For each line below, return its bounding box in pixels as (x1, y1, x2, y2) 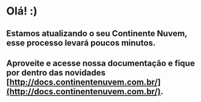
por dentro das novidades (6, 68, 106, 78)
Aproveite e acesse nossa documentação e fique (6, 58, 196, 68)
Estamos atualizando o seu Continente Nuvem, (6, 28, 188, 39)
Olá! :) (6, 4, 38, 18)
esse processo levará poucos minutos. (6, 37, 156, 48)
